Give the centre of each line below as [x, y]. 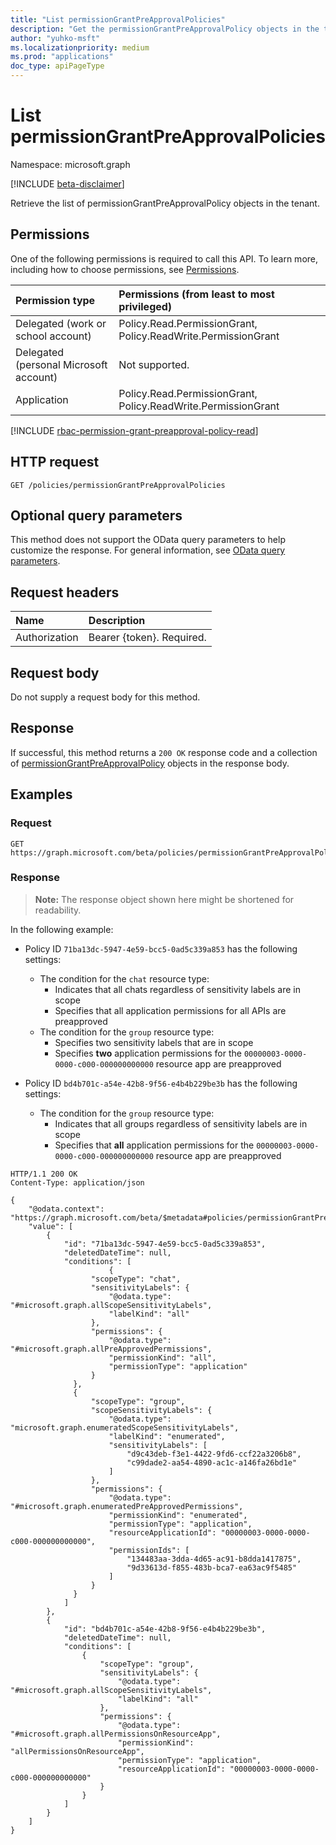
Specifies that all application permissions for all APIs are [170, 1010]
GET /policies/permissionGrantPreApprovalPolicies [118, 485]
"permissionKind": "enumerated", [178, 1515]
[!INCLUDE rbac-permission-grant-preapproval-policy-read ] [134, 430]
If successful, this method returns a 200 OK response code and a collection [164, 752]
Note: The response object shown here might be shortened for [164, 899]
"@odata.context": [66, 1209]
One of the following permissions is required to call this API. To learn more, [164, 258]
